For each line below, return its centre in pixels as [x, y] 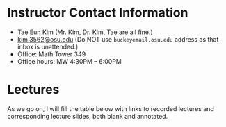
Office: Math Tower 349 [51, 54]
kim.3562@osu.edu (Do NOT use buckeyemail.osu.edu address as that [118, 39]
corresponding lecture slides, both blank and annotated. [88, 116]
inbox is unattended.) [48, 46]
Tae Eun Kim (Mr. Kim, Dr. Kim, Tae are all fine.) [85, 32]
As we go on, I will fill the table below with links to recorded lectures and [111, 108]
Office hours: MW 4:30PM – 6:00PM [69, 61]
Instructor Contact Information [98, 13]
